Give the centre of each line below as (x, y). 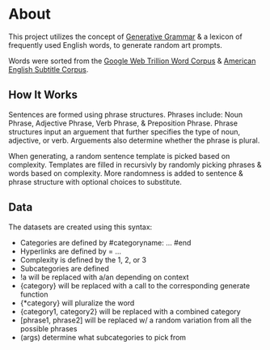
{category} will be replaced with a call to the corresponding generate (135, 285)
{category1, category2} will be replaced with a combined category (130, 311)
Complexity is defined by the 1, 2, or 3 (83, 259)
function (34, 294)
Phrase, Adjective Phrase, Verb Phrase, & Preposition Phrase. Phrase (123, 123)
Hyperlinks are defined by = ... (71, 251)
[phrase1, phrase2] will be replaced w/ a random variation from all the (136, 320)
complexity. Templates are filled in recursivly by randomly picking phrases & (135, 164)
